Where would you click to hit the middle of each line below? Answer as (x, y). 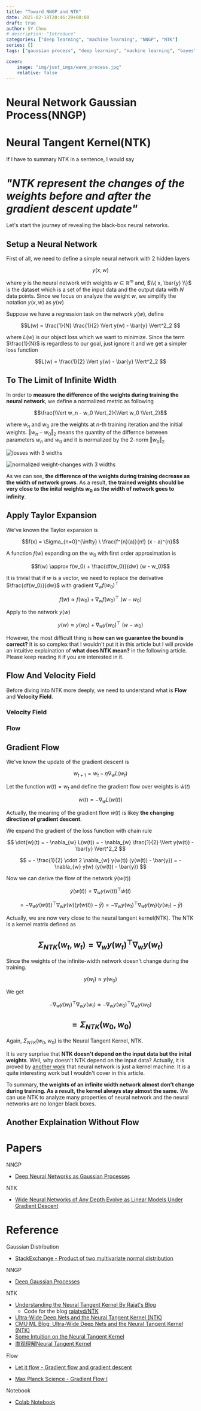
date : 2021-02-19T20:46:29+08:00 (48, 17)
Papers (24, 1148)
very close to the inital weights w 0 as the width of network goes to (90, 490)
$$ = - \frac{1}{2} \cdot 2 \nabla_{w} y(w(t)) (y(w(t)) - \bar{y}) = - (100, 860)
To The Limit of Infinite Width (61, 380)
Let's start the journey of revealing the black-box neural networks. (88, 225)
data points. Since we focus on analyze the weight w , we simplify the (91, 296)
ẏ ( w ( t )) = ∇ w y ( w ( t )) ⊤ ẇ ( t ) (100, 891)
